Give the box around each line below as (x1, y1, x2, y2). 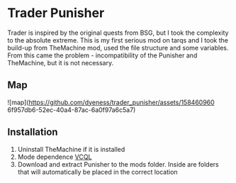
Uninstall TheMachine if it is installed (17, 145, 125, 153)
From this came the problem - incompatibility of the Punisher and (7, 51, 198, 60)
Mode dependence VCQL (17, 152, 92, 161)
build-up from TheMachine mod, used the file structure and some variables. (7, 43, 229, 52)
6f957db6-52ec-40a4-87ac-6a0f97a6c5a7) (7, 105, 136, 114)
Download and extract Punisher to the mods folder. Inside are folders (17, 160, 219, 168)
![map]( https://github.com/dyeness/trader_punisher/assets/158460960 (7, 98, 215, 106)
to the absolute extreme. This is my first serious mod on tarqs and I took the (7, 35, 229, 44)
